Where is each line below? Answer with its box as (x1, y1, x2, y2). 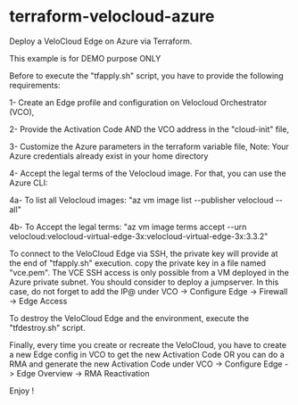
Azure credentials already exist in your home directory (9, 150, 209, 161)
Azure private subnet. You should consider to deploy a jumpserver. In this (9, 277, 279, 287)
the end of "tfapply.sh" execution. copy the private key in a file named (9, 257, 266, 269)
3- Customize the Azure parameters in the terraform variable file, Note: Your (9, 141, 290, 152)
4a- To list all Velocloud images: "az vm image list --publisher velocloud (9, 194, 274, 205)
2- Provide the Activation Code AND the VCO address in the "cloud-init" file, (9, 123, 290, 135)
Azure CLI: (9, 177, 48, 188)
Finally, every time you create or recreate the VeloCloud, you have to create (9, 339, 287, 350)
